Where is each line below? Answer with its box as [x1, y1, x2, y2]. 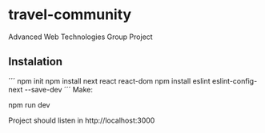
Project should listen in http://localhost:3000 [8, 115, 155, 125]
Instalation [8, 55, 62, 68]
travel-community [8, 6, 132, 24]
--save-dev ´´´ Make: [24, 84, 94, 94]
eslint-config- [211, 76, 258, 85]
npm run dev [8, 100, 50, 109]
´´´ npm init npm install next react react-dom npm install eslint [8, 76, 211, 85]
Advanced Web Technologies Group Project [8, 32, 154, 41]
